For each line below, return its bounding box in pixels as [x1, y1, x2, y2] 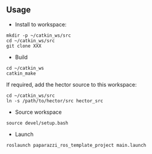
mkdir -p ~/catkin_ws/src [6, 32, 71, 38]
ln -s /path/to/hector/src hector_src [6, 97, 103, 104]
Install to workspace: [14, 20, 67, 28]
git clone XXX [6, 43, 42, 49]
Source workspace [14, 108, 62, 115]
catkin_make [6, 70, 36, 76]
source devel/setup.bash [6, 120, 68, 126]
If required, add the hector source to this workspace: [6, 81, 137, 88]
